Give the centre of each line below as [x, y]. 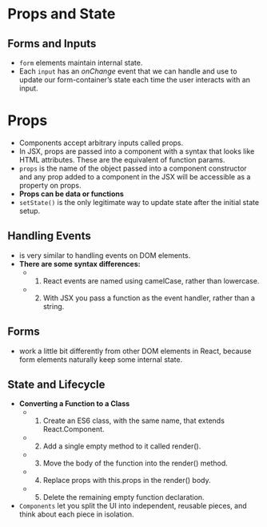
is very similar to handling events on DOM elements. [105, 255]
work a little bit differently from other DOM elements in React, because [135, 351]
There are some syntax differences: [80, 263]
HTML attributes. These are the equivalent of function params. [122, 159]
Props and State [62, 14]
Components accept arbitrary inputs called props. [101, 143]
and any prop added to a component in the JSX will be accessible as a [135, 176]
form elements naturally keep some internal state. [101, 359]
